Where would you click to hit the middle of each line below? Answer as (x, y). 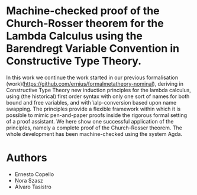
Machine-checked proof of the (83, 11)
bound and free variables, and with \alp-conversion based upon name (91, 102)
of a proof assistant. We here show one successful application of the (90, 121)
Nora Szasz (29, 180)
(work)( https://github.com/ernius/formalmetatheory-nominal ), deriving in (95, 83)
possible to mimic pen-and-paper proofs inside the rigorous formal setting (97, 115)
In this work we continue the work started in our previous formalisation (92, 77)
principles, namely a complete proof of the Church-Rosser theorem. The (94, 128)
